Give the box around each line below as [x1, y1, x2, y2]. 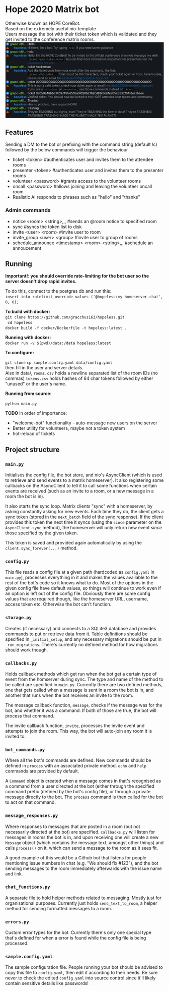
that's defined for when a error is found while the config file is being [5, 935, 146, 941]
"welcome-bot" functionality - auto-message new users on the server [12, 420, 157, 426]
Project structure [5, 445, 60, 454]
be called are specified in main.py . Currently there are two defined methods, [5, 681, 163, 687]
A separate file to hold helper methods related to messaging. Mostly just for [5, 895, 162, 901]
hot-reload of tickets [12, 430, 55, 437]
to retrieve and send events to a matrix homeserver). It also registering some [5, 477, 164, 483]
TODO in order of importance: [5, 410, 67, 416]
